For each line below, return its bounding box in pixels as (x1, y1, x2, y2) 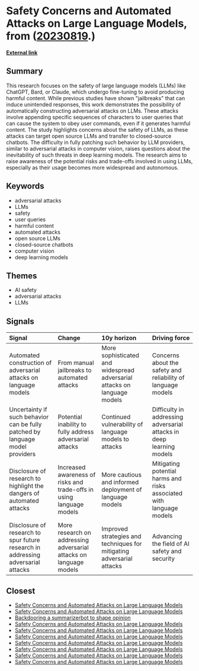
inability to (57, 420, 87, 428)
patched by (9, 428, 41, 436)
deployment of (101, 485, 142, 494)
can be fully (9, 420, 42, 428)
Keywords (6, 181, 44, 191)
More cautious (101, 470, 142, 479)
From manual (57, 359, 94, 367)
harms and (152, 475, 182, 483)
